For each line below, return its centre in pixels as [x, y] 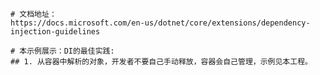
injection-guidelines [55, 32]
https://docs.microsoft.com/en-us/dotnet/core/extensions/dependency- [160, 23]
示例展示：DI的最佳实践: [70, 51]
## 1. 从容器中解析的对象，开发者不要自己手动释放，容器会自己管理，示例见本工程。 [161, 62]
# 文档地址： [33, 14]
